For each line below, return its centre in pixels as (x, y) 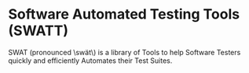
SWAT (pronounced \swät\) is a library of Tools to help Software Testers (124, 52)
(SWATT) (38, 31)
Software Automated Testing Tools (124, 14)
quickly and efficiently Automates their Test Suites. (90, 61)
